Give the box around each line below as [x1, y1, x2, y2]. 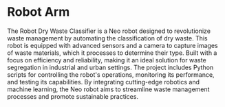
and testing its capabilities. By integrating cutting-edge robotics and [7, 78, 200, 86]
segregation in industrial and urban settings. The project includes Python [7, 63, 214, 71]
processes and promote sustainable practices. [7, 92, 139, 100]
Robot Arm [7, 4, 70, 20]
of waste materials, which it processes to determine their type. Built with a [7, 49, 217, 57]
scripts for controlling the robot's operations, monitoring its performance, [7, 70, 215, 79]
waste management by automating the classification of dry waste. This [7, 34, 208, 42]
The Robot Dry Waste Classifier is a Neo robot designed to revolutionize [7, 27, 211, 35]
